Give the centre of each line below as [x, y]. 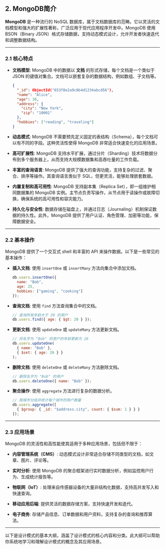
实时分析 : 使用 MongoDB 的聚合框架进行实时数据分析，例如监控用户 [81, 471]
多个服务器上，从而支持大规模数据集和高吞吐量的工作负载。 [81, 159]
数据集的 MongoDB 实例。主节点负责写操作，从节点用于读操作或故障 [86, 192]
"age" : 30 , [28, 99]
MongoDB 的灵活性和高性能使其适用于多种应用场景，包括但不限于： [74, 444]
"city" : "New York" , [42, 109]
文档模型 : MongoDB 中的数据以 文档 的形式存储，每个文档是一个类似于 [83, 70]
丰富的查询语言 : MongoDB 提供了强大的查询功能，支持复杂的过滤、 [80, 170]
